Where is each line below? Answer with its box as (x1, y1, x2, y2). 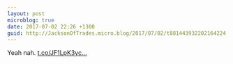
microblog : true (7, 17, 54, 24)
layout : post (7, 10, 45, 17)
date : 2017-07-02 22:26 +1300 (7, 23, 96, 30)
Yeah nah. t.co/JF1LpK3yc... (7, 49, 87, 57)
